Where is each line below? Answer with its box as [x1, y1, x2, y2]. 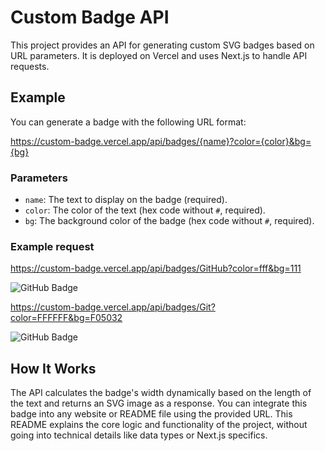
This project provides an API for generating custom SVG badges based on [10, 39, 315, 51]
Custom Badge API [10, 6, 170, 29]
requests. [10, 60, 50, 72]
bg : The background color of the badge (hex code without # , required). [24, 215, 315, 227]
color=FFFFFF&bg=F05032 [10, 312, 123, 324]
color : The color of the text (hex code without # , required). [24, 204, 266, 216]
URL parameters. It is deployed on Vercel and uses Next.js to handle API [10, 49, 308, 61]
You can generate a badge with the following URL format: [10, 116, 247, 128]
